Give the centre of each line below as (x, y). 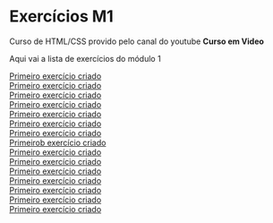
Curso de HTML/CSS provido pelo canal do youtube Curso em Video (136, 41)
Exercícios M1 (61, 17)
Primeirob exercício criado (58, 142)
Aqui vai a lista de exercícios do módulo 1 (85, 58)
